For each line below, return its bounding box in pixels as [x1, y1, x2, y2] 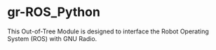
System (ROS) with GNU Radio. [7, 34, 97, 42]
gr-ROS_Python [7, 4, 100, 20]
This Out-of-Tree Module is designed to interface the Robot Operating [7, 27, 209, 35]
